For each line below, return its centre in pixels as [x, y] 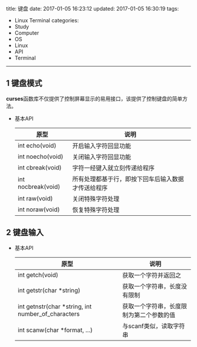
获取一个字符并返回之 [152, 275]
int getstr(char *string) [49, 290]
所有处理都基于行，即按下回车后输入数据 [128, 179]
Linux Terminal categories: [47, 20]
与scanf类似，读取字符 [154, 326]
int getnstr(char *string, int [55, 306]
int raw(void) [35, 198]
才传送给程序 [90, 188]
